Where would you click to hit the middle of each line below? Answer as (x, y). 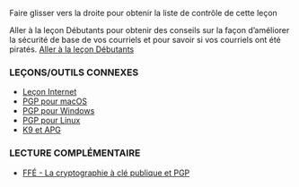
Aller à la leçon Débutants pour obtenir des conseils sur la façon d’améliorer (149, 30)
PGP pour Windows (58, 111)
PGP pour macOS (55, 101)
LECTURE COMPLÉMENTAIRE (75, 153)
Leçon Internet (49, 92)
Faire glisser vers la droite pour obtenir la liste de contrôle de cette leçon (144, 13)
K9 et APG (41, 130)
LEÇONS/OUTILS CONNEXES (74, 72)
